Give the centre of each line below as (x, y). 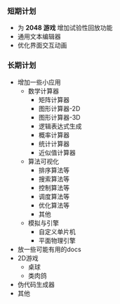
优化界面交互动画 (42, 45)
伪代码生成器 (36, 284)
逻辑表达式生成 (60, 126)
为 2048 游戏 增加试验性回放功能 (65, 28)
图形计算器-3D (59, 117)
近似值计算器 (57, 152)
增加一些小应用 (39, 82)
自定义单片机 (57, 232)
